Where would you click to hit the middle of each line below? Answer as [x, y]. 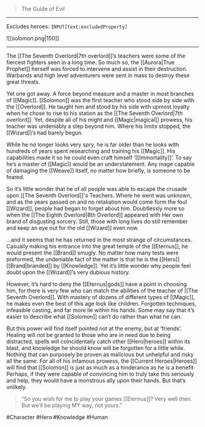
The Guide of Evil [43, 9]
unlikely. [17, 387]
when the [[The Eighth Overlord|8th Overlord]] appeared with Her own [95, 215]
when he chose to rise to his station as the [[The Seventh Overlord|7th [95, 113]
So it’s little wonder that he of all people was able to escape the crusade [97, 189]
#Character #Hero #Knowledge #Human [57, 417]
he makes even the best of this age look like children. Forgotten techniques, [102, 303]
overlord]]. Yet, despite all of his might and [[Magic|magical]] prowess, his [99, 120]
